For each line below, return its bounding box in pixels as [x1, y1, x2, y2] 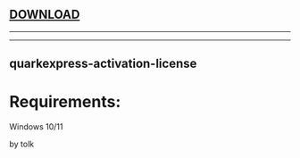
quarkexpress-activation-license [9, 56, 197, 71]
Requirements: [9, 92, 121, 112]
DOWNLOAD [9, 7, 80, 22]
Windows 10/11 [9, 121, 63, 132]
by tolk [9, 138, 35, 150]
